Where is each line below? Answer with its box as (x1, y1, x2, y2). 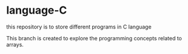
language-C (6, 4, 67, 17)
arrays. (6, 41, 24, 48)
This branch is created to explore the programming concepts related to (6, 34, 182, 42)
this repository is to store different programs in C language (6, 23, 152, 30)
